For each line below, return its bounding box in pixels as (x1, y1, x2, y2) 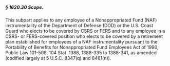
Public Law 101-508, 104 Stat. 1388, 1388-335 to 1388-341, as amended (5, 49, 157, 56)
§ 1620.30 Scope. (5, 4, 44, 10)
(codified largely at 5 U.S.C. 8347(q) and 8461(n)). (5, 55, 111, 61)
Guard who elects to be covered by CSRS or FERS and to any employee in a (5, 28, 165, 34)
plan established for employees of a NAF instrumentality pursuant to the (5, 38, 158, 45)
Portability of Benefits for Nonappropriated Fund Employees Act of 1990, (5, 44, 159, 50)
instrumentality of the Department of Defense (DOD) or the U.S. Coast (5, 22, 154, 28)
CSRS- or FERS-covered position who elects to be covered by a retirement (5, 33, 163, 39)
